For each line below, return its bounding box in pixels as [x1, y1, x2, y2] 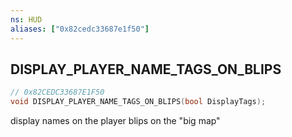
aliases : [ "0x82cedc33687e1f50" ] [10, 24, 150, 34]
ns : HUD [10, 14, 43, 25]
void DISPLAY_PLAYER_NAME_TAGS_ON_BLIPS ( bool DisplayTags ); [10, 97, 267, 107]
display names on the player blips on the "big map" [10, 115, 221, 127]
